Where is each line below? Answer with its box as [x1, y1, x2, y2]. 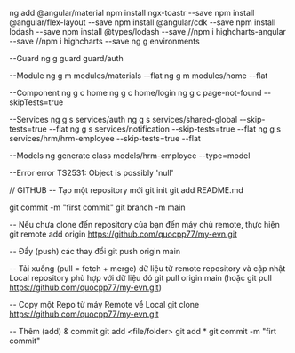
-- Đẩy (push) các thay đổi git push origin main [9, 246, 180, 256]
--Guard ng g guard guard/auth [9, 53, 124, 63]
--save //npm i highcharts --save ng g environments [9, 36, 200, 46]
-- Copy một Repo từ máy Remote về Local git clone [9, 300, 200, 309]
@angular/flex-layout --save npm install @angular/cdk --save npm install [9, 17, 276, 28]
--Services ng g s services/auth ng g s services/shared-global [9, 115, 238, 124]
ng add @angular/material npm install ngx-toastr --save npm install [9, 8, 255, 18]
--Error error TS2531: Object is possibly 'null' [9, 168, 174, 178]
